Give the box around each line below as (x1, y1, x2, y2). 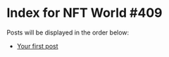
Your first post (16, 42, 58, 50)
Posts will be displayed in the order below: (6, 28, 130, 37)
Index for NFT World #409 (6, 5, 163, 21)
